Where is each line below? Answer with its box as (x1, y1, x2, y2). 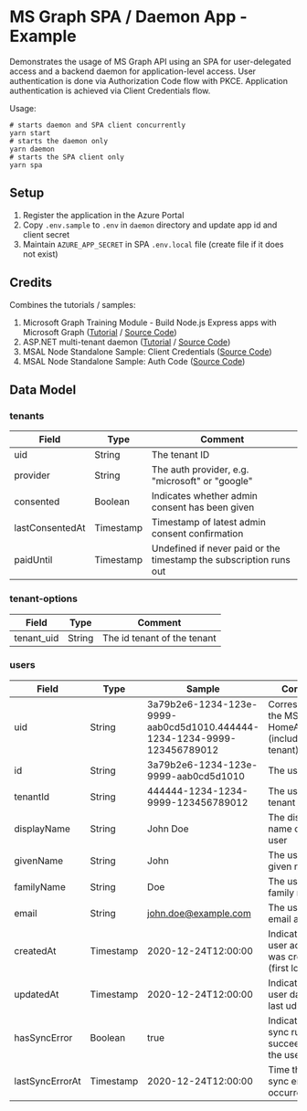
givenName (14, 854, 64, 867)
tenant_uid (14, 631, 59, 644)
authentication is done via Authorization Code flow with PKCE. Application (9, 75, 288, 86)
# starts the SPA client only (9, 153, 125, 162)
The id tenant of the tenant (101, 631, 217, 644)
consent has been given (151, 501, 255, 513)
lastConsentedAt (14, 522, 86, 534)
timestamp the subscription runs (151, 554, 291, 566)
